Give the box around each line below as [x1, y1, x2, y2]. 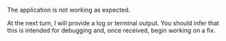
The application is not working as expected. [7, 6, 131, 14]
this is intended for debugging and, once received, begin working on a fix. [7, 27, 216, 34]
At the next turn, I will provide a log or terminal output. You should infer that [7, 19, 219, 27]
